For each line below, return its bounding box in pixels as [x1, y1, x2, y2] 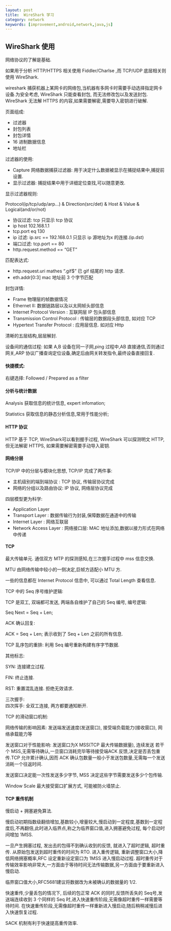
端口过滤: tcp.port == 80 [12, 241, 64, 247]
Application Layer [12, 506, 50, 512]
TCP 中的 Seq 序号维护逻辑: [5, 588, 64, 595]
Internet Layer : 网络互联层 [12, 519, 69, 525]
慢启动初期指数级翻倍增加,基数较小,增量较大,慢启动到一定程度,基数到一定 [5, 819, 158, 825]
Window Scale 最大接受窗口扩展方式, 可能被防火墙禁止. [5, 783, 121, 789]
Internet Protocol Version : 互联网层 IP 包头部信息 [12, 309, 116, 315]
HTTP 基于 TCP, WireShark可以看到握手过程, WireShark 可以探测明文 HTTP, [5, 436, 165, 442]
